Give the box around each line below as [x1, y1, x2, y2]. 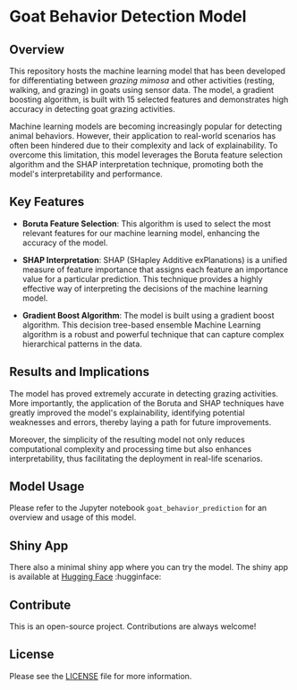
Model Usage [9, 479, 85, 494]
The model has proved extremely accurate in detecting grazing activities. [9, 388, 279, 399]
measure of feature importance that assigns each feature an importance [21, 264, 289, 275]
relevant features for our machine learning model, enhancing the [21, 227, 260, 238]
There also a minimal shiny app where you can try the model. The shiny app [9, 562, 289, 573]
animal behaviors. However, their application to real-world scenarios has [9, 131, 276, 141]
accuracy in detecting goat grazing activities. [9, 104, 176, 114]
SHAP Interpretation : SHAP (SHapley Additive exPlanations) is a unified [21, 254, 288, 265]
